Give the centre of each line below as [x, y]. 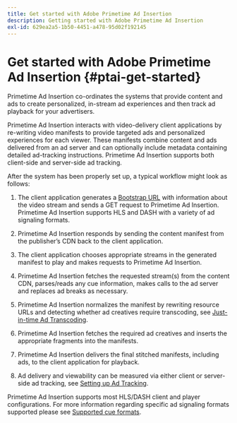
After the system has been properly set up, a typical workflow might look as [117, 177]
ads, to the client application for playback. [78, 362]
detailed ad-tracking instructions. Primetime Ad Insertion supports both [111, 155]
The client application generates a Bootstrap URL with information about [122, 198]
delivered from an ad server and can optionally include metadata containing [117, 148]
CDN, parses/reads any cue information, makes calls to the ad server [118, 284]
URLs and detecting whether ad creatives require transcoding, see [114, 312]
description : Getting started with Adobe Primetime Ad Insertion [105, 20]
